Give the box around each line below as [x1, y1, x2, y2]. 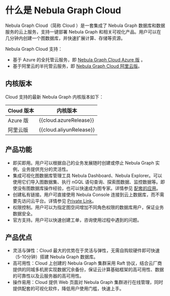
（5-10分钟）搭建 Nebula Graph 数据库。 [12, 254, 98, 260]
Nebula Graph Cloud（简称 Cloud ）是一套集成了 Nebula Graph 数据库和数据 [5, 22, 165, 28]
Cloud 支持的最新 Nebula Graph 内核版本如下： [5, 93, 104, 100]
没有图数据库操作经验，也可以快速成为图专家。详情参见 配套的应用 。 [17, 185, 161, 191]
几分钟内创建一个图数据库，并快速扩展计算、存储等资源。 [5, 35, 125, 41]
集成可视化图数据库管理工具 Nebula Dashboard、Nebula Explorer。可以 [12, 172, 162, 178]
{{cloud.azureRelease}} [39, 116, 94, 123]
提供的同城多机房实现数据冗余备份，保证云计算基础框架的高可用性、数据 [12, 267, 164, 273]
